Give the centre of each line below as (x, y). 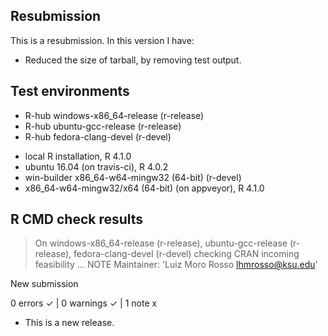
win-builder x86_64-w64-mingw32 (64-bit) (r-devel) (133, 177)
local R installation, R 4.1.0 (78, 156)
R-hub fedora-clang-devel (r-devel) (98, 136)
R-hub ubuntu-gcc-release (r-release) (103, 126)
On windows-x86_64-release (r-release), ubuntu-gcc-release (161, 243)
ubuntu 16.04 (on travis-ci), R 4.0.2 (96, 166)
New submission (44, 284)
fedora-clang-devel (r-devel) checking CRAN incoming (186, 254)
